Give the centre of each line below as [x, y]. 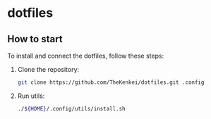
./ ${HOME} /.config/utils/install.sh [71, 108]
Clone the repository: [48, 69]
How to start [35, 39]
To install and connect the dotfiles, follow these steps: [86, 56]
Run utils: [31, 96]
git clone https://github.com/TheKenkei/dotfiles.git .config [111, 82]
